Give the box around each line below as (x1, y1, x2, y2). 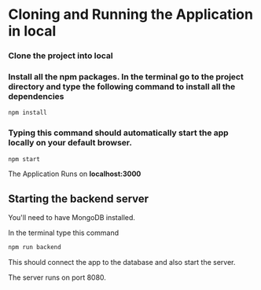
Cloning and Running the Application (8, 6, 254, 24)
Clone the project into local (8, 50, 114, 61)
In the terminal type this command (8, 228, 119, 237)
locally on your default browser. (8, 138, 132, 149)
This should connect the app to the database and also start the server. (8, 258, 236, 267)
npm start (8, 155, 41, 163)
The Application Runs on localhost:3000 (8, 169, 142, 178)
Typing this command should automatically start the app (8, 127, 230, 138)
